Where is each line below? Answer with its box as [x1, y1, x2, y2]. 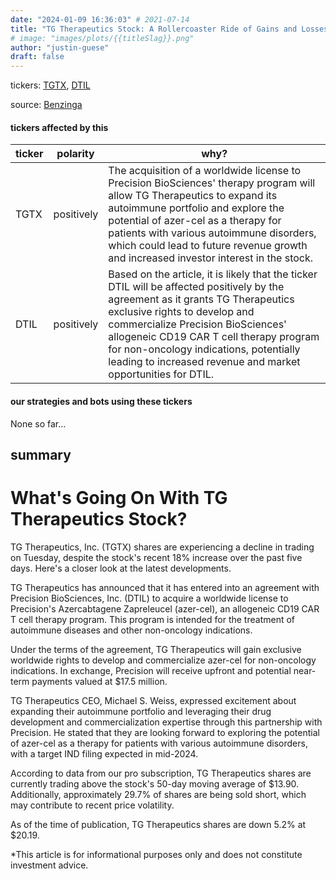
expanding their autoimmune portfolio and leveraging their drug [10, 705, 272, 717]
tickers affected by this [10, 121, 109, 133]
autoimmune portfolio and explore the [108, 201, 285, 215]
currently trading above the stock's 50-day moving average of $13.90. [10, 777, 300, 790]
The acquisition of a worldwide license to [108, 164, 302, 178]
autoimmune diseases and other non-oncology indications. [10, 624, 253, 636]
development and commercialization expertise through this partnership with [10, 716, 323, 728]
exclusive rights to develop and [108, 305, 255, 319]
